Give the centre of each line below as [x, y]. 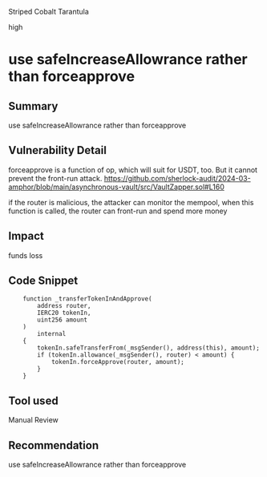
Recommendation [53, 445]
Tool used [33, 400]
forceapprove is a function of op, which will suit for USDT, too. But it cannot [133, 170]
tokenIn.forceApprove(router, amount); [117, 362]
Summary [33, 106]
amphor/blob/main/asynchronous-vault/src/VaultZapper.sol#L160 [116, 187]
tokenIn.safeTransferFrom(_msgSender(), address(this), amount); [149, 348]
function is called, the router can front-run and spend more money [118, 211]
